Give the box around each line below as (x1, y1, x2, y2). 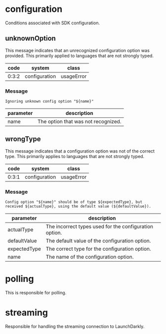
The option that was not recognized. (38, 118, 122, 125)
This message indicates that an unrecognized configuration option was (5, 47, 150, 53)
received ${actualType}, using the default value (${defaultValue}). (5, 204, 152, 209)
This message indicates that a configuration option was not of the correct (5, 148, 155, 154)
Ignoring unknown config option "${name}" (5, 99, 94, 104)
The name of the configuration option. (45, 254, 134, 261)
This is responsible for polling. (5, 290, 67, 296)
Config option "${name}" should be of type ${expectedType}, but (5, 200, 142, 205)
